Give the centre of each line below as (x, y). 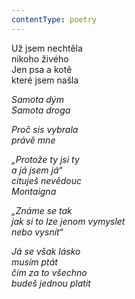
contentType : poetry (54, 19)
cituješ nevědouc (47, 180)
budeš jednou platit (51, 283)
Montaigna (34, 191)
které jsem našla (45, 80)
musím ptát (34, 262)
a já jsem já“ (37, 170)
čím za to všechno (49, 272)
